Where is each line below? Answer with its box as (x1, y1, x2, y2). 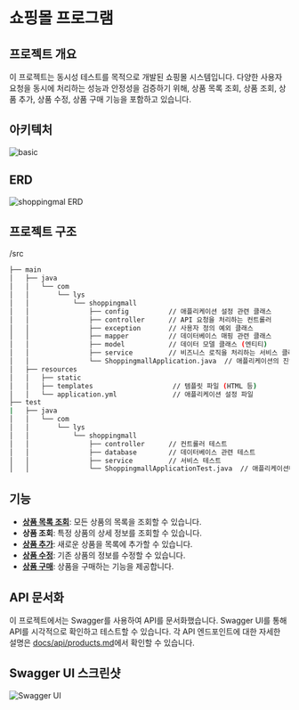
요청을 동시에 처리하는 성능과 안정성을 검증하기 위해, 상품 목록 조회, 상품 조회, (9, 83, 278, 94)
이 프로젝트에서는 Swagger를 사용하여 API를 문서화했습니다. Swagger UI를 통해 (9, 615, 287, 625)
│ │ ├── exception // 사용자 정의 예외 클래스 (9, 323, 254, 332)
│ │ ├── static (9, 373, 82, 382)
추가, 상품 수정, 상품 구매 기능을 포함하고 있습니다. (18, 94, 191, 104)
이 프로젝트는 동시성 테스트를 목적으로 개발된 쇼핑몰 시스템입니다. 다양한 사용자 (9, 72, 283, 82)
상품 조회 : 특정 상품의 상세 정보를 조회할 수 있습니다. (21, 527, 203, 539)
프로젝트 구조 (9, 224, 77, 240)
